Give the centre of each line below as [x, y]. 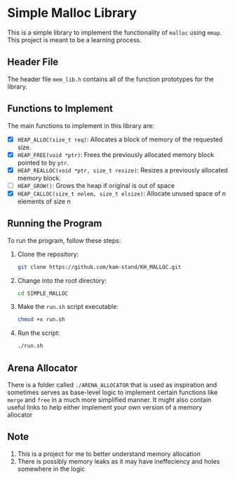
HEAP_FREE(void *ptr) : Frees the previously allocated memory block [116, 154]
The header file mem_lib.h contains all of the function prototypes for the [110, 79]
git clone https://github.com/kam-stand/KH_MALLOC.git [99, 267]
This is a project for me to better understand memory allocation [109, 454]
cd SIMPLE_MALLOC [43, 293]
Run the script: [39, 333]
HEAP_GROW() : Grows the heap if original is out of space [96, 185]
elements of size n [44, 201]
